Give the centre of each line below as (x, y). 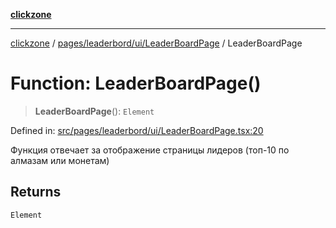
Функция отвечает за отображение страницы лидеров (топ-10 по (150, 150)
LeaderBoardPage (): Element (94, 111)
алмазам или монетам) (60, 160)
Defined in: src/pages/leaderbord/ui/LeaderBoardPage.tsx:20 (137, 130)
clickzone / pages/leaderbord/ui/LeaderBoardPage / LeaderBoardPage (156, 43)
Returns (36, 192)
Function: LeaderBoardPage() (136, 83)
